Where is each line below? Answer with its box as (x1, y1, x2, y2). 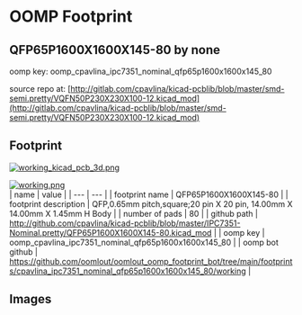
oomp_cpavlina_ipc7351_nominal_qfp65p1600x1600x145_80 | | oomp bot (9, 237, 279, 247)
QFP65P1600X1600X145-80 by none (9, 42, 221, 58)
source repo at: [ (9, 84, 71, 94)
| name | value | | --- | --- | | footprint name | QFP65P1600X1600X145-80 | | (9, 189, 289, 200)
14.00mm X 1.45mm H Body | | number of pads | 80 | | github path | (9, 208, 259, 219)
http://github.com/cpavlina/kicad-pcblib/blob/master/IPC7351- (9, 218, 241, 229)
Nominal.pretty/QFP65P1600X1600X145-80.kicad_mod (9, 227, 212, 238)
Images (9, 292, 52, 307)
